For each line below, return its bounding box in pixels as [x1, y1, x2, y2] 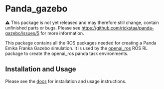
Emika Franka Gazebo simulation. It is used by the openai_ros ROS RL [5, 45, 148, 51]
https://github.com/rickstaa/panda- [81, 24, 154, 30]
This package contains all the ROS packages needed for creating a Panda [5, 39, 157, 45]
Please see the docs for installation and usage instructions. [5, 78, 127, 84]
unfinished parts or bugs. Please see [5, 24, 81, 30]
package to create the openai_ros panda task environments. [5, 50, 129, 56]
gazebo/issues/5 [5, 30, 40, 36]
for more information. [40, 30, 84, 36]
